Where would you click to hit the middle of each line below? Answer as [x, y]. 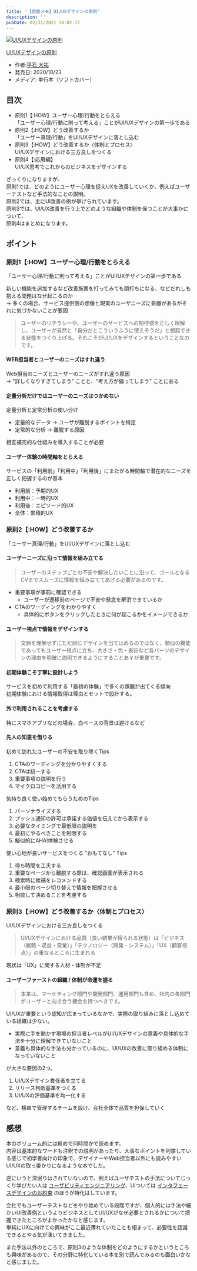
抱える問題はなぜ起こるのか [40, 295]
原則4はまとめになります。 [39, 224]
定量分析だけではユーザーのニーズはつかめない [63, 395]
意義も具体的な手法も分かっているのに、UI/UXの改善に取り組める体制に [101, 1049]
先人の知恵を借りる [29, 737]
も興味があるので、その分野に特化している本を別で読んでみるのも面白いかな [98, 1255]
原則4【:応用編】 [35, 159]
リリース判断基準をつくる [45, 1088]
